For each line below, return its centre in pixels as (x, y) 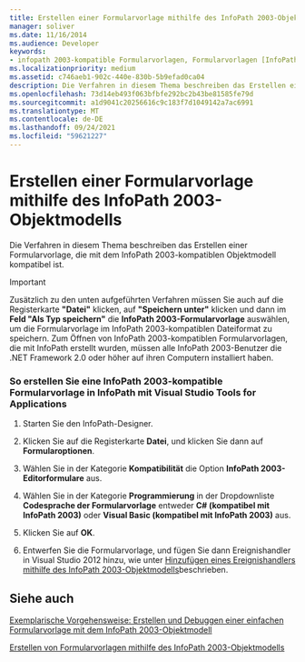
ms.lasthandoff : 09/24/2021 (63, 128)
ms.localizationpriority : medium (73, 69)
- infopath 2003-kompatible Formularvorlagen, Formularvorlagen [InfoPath (154, 60)
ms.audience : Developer (54, 43)
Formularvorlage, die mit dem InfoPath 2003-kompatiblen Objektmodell (143, 255)
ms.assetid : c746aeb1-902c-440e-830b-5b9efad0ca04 (107, 77)
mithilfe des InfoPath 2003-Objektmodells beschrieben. (125, 570)
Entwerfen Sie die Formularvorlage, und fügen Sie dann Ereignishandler (157, 550)
